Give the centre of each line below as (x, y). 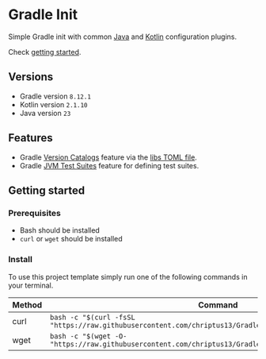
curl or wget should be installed (71, 239)
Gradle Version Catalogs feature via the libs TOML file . (108, 157)
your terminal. (31, 285)
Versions (31, 77)
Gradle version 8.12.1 (55, 96)
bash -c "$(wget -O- (89, 336)
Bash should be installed (60, 230)
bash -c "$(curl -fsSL (93, 317)
